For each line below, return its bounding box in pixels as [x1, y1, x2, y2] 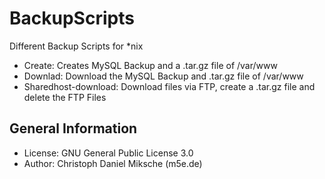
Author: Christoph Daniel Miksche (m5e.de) [23, 157, 203, 169]
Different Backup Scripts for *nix [9, 40, 144, 52]
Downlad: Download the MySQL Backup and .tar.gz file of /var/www [23, 70, 304, 82]
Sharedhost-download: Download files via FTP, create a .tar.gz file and [23, 80, 316, 92]
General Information [9, 120, 138, 137]
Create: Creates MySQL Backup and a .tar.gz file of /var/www [23, 59, 278, 71]
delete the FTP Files [23, 91, 107, 103]
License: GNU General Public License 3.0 [23, 147, 194, 159]
